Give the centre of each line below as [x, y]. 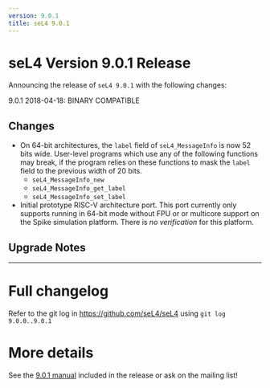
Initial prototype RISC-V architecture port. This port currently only [128, 205]
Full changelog [59, 291]
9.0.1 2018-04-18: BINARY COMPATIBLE [74, 100]
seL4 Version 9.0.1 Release [100, 63]
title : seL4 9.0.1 [39, 23]
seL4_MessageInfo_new [68, 180]
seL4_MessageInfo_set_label [79, 198]
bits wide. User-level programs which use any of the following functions [139, 154]
